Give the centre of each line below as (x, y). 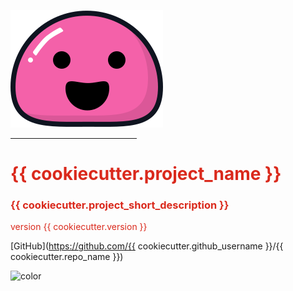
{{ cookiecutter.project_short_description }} (120, 205)
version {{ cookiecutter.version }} (79, 227)
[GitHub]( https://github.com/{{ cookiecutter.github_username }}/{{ (147, 246)
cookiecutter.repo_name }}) (67, 257)
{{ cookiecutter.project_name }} (146, 174)
